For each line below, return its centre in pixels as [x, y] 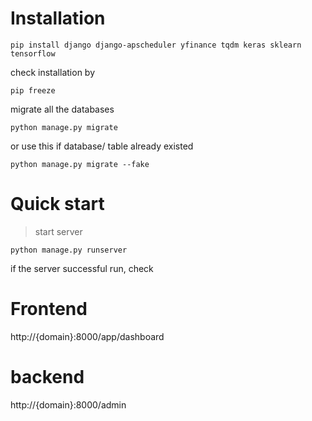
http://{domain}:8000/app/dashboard [87, 336]
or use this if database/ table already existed [102, 146]
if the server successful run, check [82, 268]
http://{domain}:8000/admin [68, 404]
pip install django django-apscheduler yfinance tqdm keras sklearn [156, 45]
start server [58, 231]
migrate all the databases [62, 109]
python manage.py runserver [69, 250]
